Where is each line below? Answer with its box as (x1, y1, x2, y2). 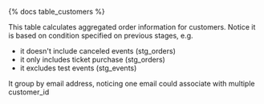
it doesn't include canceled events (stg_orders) (19, 46, 177, 55)
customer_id (8, 87, 50, 97)
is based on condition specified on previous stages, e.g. (8, 31, 194, 40)
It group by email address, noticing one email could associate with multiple (8, 79, 255, 88)
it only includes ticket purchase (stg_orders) (19, 55, 166, 64)
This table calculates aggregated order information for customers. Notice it (8, 22, 256, 31)
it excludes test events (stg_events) (19, 63, 137, 73)
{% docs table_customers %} (8, 7, 106, 16)
